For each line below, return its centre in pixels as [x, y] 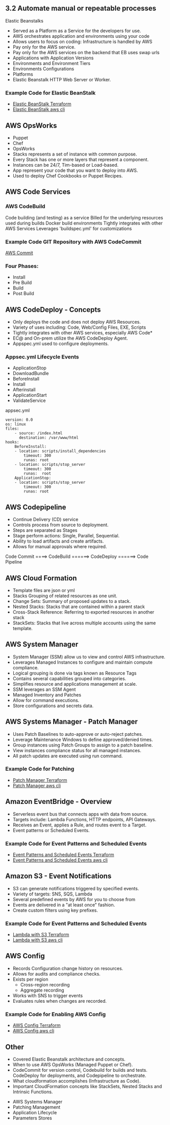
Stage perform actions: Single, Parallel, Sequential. [66, 536]
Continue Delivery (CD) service [45, 520]
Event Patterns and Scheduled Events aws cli [60, 860]
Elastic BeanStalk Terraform [42, 104]
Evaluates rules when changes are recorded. [60, 1001]
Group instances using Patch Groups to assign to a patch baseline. [83, 745]
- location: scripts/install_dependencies [60, 451]
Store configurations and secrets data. [53, 706]
